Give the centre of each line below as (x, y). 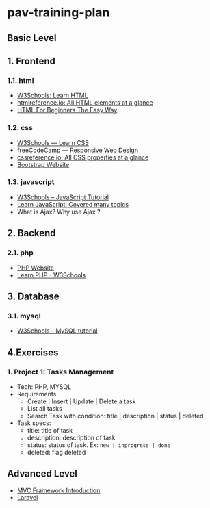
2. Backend (31, 233)
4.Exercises (33, 352)
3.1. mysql (24, 316)
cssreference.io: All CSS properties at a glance (83, 157)
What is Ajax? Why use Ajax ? (58, 212)
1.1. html (21, 80)
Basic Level (32, 38)
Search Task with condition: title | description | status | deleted (115, 416)
